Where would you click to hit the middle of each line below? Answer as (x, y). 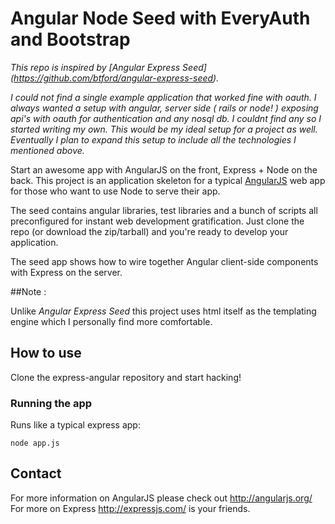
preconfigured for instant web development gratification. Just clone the (157, 221)
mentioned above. (47, 150)
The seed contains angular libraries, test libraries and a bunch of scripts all (164, 210)
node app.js (35, 443)
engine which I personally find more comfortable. (111, 321)
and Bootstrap (70, 39)
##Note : (28, 291)
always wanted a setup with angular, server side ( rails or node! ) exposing (164, 108)
